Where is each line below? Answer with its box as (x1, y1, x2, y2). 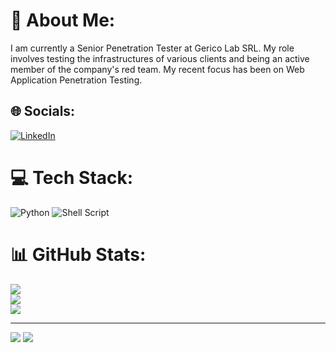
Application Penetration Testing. (10, 74, 143, 86)
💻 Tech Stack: (10, 166, 134, 189)
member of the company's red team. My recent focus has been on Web (10, 63, 305, 75)
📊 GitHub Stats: (10, 243, 147, 266)
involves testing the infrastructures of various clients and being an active (10, 52, 310, 64)
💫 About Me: (10, 9, 116, 32)
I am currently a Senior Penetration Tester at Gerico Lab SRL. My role (10, 42, 295, 54)
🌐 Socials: (10, 103, 76, 120)
